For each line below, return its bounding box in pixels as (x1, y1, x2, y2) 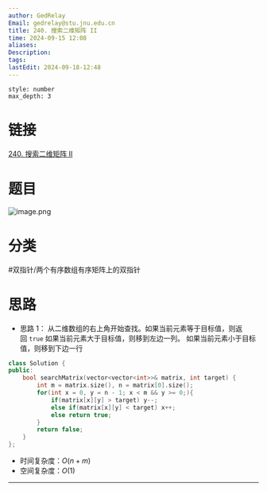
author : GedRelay (8, 11, 66, 20)
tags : (8, 57, 26, 64)
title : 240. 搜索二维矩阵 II (8, 26, 98, 34)
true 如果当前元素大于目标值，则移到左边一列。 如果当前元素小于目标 (29, 333, 257, 343)
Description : (8, 49, 52, 57)
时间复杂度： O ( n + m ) (19, 456, 91, 466)
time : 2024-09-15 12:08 (8, 33, 87, 42)
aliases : (8, 41, 37, 49)
